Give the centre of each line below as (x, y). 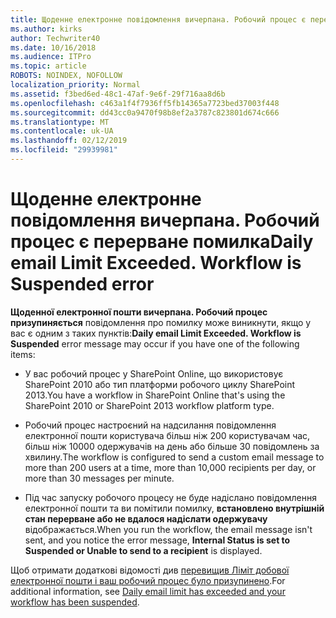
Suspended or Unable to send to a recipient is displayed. (143, 550)
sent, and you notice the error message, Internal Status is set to (157, 540)
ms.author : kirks (46, 29)
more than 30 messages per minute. (99, 478)
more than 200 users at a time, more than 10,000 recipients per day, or (170, 467)
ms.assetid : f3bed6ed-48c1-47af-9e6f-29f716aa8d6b (118, 94)
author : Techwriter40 (55, 38)
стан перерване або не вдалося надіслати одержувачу (146, 518)
